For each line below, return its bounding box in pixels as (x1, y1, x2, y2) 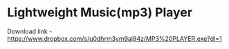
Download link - (7, 27, 53, 35)
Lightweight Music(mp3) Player (7, 5, 192, 20)
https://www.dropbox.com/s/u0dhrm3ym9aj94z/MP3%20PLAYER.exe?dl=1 (7, 34, 223, 42)
